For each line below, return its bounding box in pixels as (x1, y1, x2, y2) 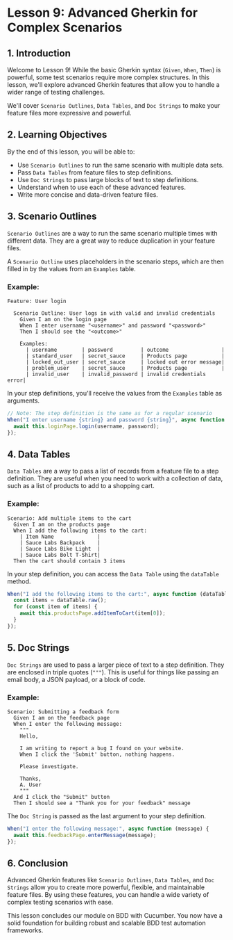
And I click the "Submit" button (13, 793, 110, 800)
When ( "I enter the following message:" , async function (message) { (7, 825, 209, 832)
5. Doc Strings (7, 642, 70, 654)
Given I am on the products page (13, 521, 110, 528)
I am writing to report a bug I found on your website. (19, 745, 185, 752)
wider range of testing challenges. (7, 88, 105, 96)
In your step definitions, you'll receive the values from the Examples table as (7, 389, 223, 397)
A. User (19, 781, 42, 788)
